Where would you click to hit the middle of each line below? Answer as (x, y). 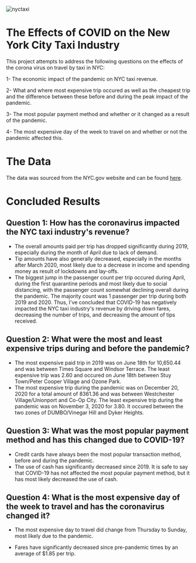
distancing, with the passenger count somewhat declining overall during (102, 289)
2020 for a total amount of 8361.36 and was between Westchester (94, 394)
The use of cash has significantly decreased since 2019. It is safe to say (101, 466)
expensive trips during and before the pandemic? (98, 349)
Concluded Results (53, 202)
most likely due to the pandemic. (54, 536)
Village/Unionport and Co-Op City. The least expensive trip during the (99, 400)
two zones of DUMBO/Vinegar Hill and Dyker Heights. (79, 412)
